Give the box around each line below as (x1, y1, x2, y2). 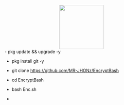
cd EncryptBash (11, 77, 44, 83)
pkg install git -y (11, 58, 44, 64)
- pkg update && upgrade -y (4, 49, 61, 54)
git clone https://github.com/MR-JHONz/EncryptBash (11, 68, 119, 73)
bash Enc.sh (11, 87, 37, 92)
